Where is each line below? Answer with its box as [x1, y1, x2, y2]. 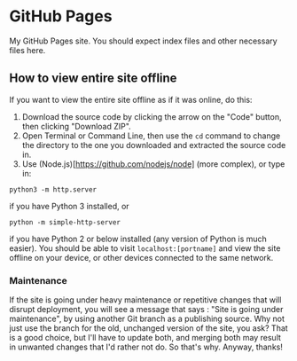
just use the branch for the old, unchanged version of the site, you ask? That [9, 323, 288, 334]
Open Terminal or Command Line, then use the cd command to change [21, 130, 281, 141]
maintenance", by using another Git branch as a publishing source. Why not [9, 313, 285, 325]
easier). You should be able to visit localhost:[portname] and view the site [9, 242, 281, 254]
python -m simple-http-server [9, 217, 121, 227]
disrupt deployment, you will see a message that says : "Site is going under [9, 304, 284, 315]
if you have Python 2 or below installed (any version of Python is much [9, 233, 268, 244]
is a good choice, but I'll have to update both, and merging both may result [9, 333, 282, 343]
